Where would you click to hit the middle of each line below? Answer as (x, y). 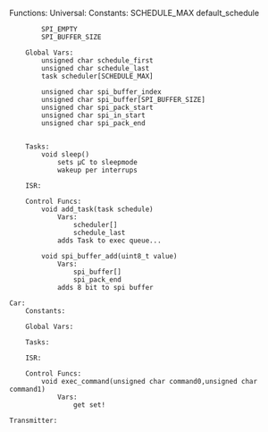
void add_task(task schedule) (97, 209)
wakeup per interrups (97, 170)
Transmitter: (33, 420)
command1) (28, 389)
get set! (89, 405)
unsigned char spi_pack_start (97, 107)
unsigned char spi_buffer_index (102, 92)
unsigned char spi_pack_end (93, 123)
